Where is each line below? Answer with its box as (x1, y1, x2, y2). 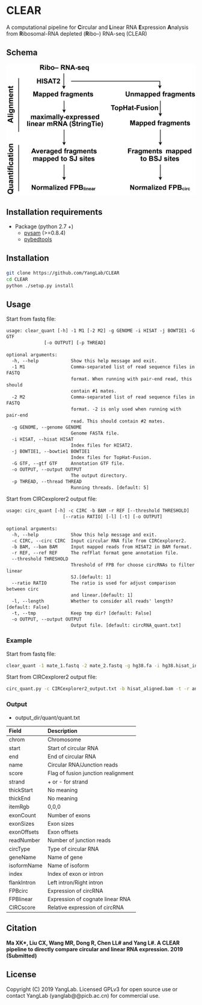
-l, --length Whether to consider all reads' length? (11, 598, 173, 604)
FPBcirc (8, 887, 28, 894)
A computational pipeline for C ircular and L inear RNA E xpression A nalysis (6, 24, 189, 31)
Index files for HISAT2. (70, 442, 133, 448)
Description (47, 727, 78, 735)
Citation (6, 923, 37, 933)
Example (6, 636, 32, 645)
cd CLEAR (6, 276, 28, 282)
